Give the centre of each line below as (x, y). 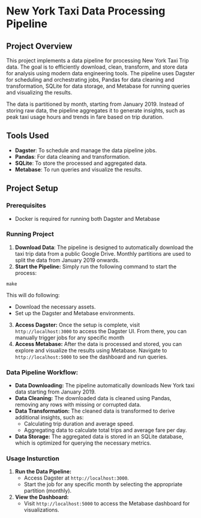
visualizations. (41, 510)
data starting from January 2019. (55, 392)
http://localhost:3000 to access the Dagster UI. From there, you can (101, 331)
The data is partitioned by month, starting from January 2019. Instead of (95, 104)
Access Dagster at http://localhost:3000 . (76, 478)
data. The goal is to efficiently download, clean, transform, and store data (97, 67)
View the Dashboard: (42, 497)
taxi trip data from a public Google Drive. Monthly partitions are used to (103, 253)
